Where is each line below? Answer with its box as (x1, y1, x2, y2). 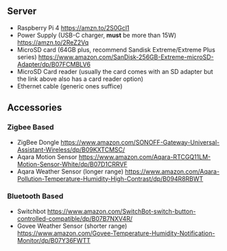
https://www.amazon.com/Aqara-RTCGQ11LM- (78, 152, 211, 160)
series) (16, 53, 37, 61)
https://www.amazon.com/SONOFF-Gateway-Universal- (60, 138, 220, 146)
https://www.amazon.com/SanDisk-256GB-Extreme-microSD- (38, 53, 214, 61)
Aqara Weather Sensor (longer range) (16, 167, 124, 176)
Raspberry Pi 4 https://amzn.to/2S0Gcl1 (16, 23, 130, 32)
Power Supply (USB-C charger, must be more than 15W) (16, 31, 177, 39)
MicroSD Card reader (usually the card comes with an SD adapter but (16, 67, 214, 75)
